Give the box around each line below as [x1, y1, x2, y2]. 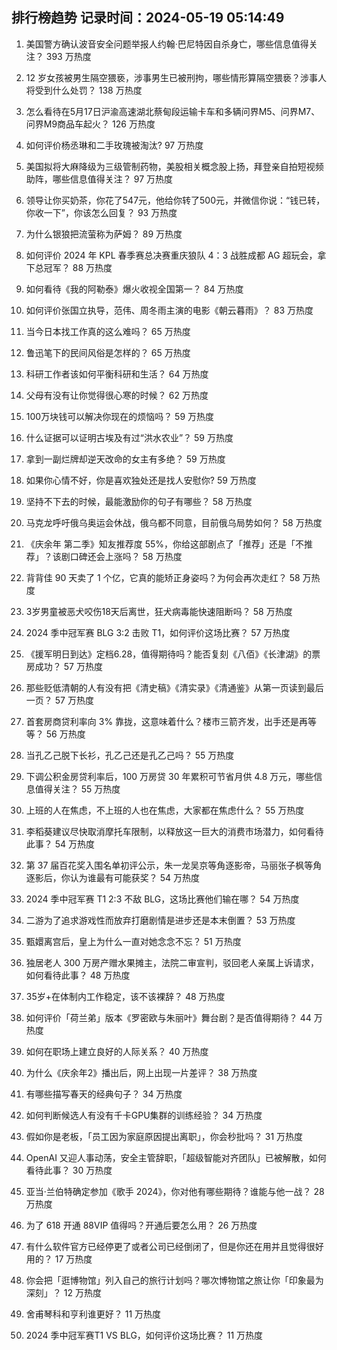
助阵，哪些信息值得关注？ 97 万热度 [25, 173, 174, 185]
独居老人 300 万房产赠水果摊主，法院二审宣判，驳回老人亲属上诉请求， [25, 956, 319, 968]
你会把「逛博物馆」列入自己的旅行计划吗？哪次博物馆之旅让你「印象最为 [25, 1274, 324, 1286]
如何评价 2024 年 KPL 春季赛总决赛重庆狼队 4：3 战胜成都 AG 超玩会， [25, 249, 318, 261]
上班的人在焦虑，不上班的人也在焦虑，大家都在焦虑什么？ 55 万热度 [25, 804, 305, 816]
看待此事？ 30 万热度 [25, 1164, 113, 1176]
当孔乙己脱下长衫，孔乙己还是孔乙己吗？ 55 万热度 [25, 749, 235, 761]
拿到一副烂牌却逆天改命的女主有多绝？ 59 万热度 [25, 453, 226, 465]
